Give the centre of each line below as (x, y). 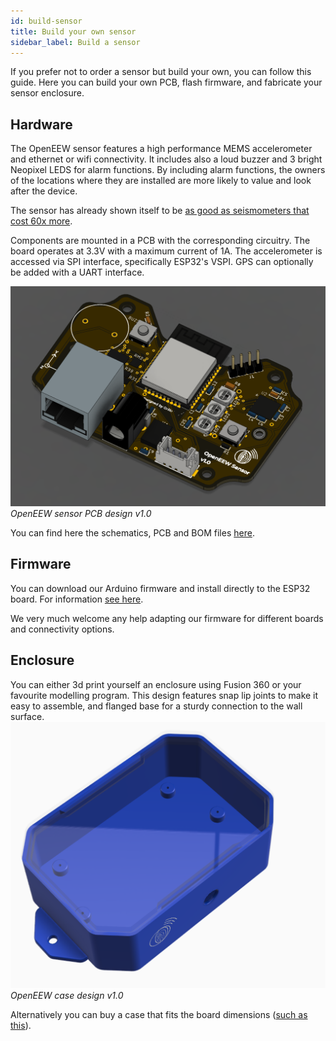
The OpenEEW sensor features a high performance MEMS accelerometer (161, 149)
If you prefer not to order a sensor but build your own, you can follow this (161, 72)
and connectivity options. (62, 629)
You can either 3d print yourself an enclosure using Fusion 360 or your (156, 684)
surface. (27, 716)
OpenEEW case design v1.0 (67, 996)
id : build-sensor (46, 21)
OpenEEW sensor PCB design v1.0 (81, 514)
